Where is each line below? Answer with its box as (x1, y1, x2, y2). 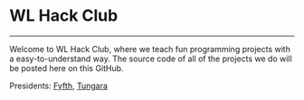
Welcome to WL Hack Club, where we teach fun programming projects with (9, 43, 291, 54)
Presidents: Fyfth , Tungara (9, 80, 109, 91)
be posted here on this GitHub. (9, 62, 124, 73)
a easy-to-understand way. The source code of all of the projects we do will (9, 53, 292, 64)
